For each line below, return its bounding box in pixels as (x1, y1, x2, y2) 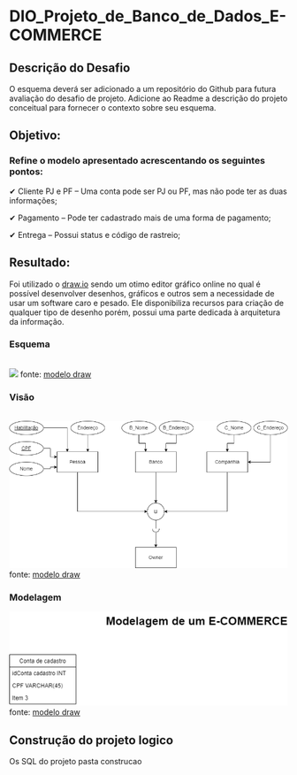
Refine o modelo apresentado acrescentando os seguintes (9, 155, 265, 167)
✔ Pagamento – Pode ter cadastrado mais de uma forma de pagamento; (9, 212, 271, 223)
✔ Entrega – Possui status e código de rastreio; (9, 229, 181, 240)
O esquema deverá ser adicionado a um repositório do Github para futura (9, 84, 277, 94)
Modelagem (9, 591, 62, 603)
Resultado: (9, 255, 71, 271)
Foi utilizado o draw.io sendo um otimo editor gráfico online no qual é (9, 279, 261, 289)
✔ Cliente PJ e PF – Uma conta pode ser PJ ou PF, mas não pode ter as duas (9, 186, 287, 196)
